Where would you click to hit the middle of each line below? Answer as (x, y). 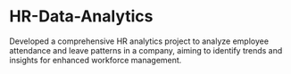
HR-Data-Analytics (81, 16)
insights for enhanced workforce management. (96, 60)
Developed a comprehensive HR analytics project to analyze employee (139, 41)
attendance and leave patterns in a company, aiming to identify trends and (146, 50)
